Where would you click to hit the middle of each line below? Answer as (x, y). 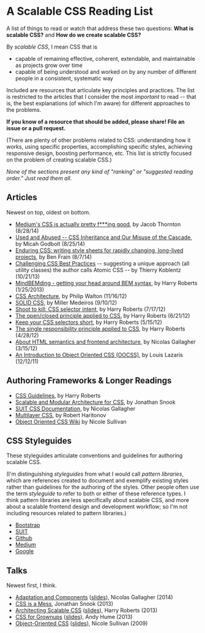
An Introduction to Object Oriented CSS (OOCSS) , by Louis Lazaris (99, 355)
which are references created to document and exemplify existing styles (97, 481)
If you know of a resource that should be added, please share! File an (95, 122)
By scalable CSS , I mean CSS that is (52, 47)
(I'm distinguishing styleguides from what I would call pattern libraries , (95, 474)
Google (24, 551)
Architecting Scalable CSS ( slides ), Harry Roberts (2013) (86, 610)
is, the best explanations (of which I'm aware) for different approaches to (98, 103)
